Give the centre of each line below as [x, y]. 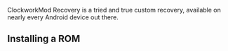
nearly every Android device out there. [63, 17]
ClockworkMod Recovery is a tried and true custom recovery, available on [114, 10]
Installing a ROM [44, 39]
